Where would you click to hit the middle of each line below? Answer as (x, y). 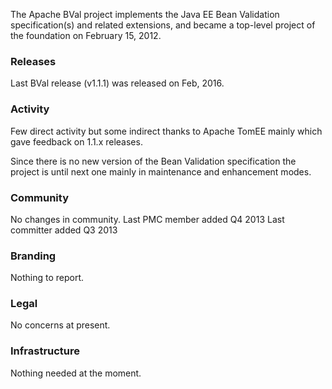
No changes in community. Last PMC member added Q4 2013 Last (147, 219)
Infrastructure (45, 351)
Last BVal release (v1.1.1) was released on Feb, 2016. (117, 83)
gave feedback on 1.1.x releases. (76, 141)
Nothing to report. (47, 278)
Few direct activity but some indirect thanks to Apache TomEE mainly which (166, 131)
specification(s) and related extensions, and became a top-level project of (163, 25)
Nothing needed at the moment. (76, 373)
